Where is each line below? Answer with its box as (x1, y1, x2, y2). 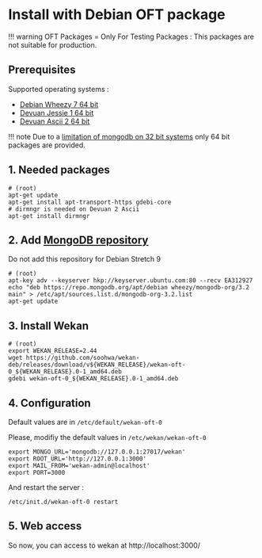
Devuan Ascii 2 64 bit (19, 117, 90, 126)
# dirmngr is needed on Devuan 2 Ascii (8, 204, 140, 213)
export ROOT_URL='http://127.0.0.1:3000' (8, 455, 147, 463)
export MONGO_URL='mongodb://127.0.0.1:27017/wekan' (8, 448, 186, 456)
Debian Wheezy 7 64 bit (19, 99, 99, 109)
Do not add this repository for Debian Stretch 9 (8, 254, 161, 264)
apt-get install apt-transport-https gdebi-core (8, 198, 172, 206)
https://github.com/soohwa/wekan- (25, 354, 140, 362)
